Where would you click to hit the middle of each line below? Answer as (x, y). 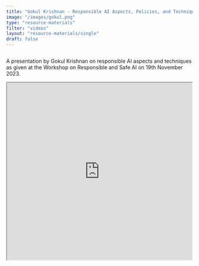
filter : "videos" (28, 28)
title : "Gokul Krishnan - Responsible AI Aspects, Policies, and (88, 12)
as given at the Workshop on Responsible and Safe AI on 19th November (95, 67)
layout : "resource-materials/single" (53, 34)
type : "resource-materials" (41, 22)
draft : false (22, 39)
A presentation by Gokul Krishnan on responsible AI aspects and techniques (99, 61)
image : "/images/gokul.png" (41, 17)
